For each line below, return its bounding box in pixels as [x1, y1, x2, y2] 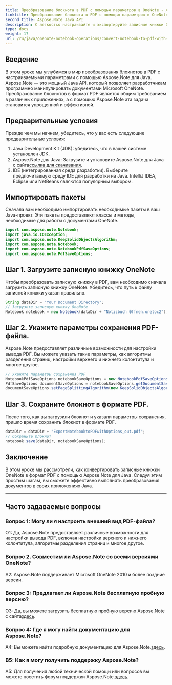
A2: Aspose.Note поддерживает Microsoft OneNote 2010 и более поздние [5, 571, 165, 577]
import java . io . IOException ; [5, 232, 68, 238]
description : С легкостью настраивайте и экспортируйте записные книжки [5, 22, 164, 27]
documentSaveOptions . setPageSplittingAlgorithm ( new [5, 386, 118, 391]
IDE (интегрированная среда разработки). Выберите [12, 167, 128, 173]
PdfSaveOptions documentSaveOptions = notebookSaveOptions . [5, 381, 137, 386]
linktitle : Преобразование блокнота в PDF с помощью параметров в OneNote [5, 12, 168, 17]
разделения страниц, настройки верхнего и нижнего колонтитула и [5, 356, 154, 362]
